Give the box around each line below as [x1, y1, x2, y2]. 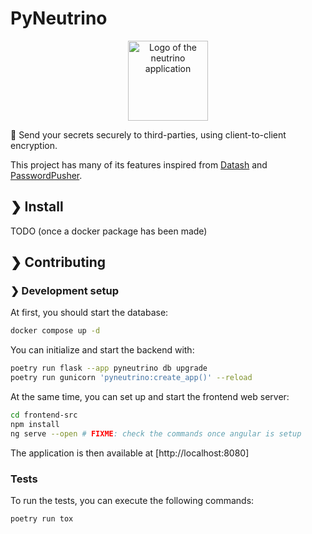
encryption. [10, 139, 58, 151]
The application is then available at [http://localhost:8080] [10, 447, 250, 459]
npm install [10, 419, 60, 429]
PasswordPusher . [10, 169, 83, 181]
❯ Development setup [10, 284, 120, 298]
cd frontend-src [10, 410, 78, 421]
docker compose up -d [10, 326, 101, 336]
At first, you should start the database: [10, 307, 169, 319]
